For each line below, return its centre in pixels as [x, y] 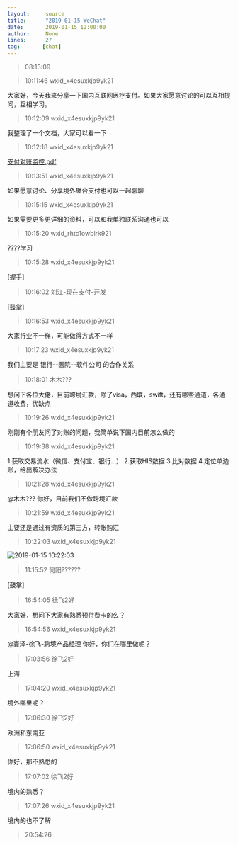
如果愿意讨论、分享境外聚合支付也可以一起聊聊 [75, 191]
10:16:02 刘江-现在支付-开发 [65, 292]
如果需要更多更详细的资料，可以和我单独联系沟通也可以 [88, 219]
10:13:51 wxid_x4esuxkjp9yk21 [69, 176]
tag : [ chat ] [34, 47]
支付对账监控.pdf [32, 161]
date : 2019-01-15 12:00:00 [57, 27]
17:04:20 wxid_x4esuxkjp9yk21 [70, 688]
